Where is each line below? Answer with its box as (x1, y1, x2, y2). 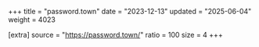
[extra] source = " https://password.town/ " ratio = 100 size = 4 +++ (8, 31, 223, 39)
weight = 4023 (8, 15, 56, 24)
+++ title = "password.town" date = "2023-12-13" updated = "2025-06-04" (8, 7, 252, 16)
